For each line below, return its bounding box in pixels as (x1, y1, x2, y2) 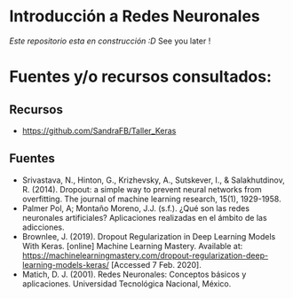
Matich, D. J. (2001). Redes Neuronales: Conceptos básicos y (21, 269, 247, 279)
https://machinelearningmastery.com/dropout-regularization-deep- (21, 250, 269, 261)
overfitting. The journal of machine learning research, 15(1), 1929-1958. (21, 193, 281, 204)
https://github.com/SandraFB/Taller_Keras (21, 125, 177, 136)
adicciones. (21, 222, 65, 232)
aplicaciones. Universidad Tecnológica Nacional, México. (21, 278, 232, 289)
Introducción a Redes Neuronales (9, 6, 260, 27)
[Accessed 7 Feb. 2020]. (110, 259, 202, 270)
